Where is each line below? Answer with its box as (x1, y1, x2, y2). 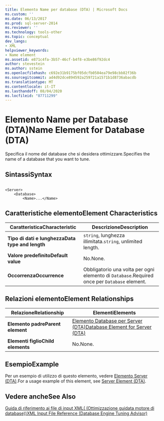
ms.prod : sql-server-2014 (5, 20, 58, 26)
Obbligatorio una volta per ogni (83, 266, 155, 273)
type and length (7, 241, 45, 248)
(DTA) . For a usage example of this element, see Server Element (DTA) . (5, 378, 146, 384)
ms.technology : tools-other (5, 30, 62, 35)
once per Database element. (83, 278, 146, 285)
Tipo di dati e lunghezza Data (7, 235, 76, 242)
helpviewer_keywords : (5, 48, 49, 53)
